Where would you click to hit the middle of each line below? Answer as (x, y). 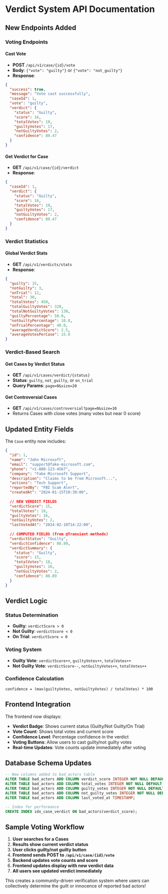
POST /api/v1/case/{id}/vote (44, 65)
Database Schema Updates (48, 763)
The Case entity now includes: (36, 441)
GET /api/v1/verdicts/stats (42, 264)
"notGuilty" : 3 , (26, 288)
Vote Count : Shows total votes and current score (63, 731)
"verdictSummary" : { (31, 548)
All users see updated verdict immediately (57, 871)
